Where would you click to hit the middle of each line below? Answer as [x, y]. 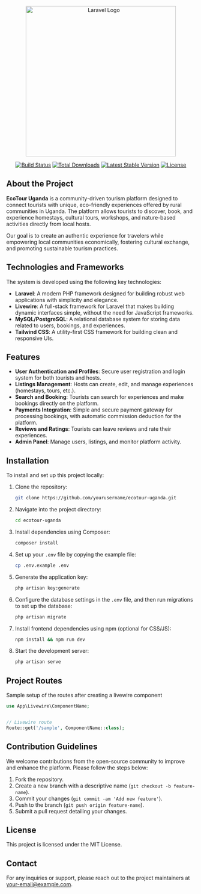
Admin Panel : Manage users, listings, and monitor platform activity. [98, 442]
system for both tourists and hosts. [58, 378]
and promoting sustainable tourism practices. [62, 248]
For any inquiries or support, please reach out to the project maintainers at [98, 878]
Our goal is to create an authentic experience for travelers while [85, 235]
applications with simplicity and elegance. [67, 300]
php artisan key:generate [47, 588]
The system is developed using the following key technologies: [84, 282]
